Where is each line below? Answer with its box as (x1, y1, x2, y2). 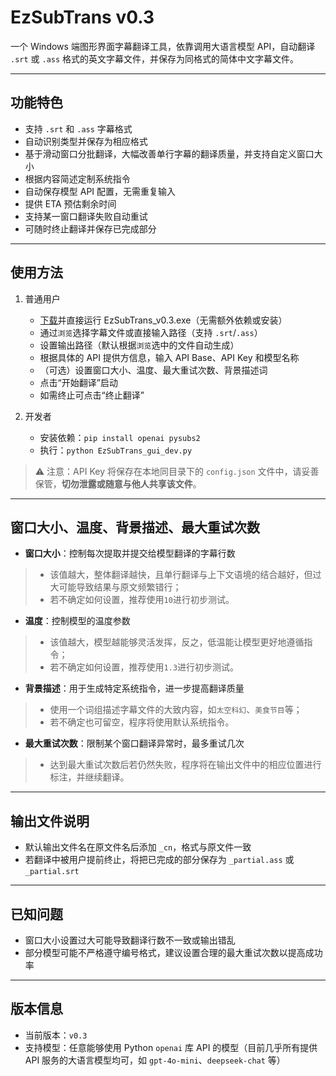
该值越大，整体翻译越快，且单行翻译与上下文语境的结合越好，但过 (49, 569, 322, 581)
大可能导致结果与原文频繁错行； (49, 581, 182, 593)
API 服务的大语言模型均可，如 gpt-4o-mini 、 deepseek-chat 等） (24, 1054, 286, 1066)
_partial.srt (24, 867, 80, 877)
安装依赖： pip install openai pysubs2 (39, 431, 201, 443)
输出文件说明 (10, 812, 90, 830)
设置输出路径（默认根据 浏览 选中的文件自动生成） (39, 339, 240, 351)
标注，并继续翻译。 (49, 771, 130, 783)
